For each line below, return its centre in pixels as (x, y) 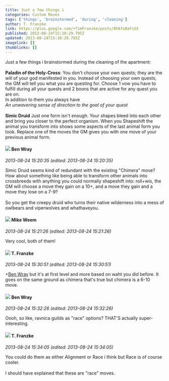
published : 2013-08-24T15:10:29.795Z (45, 33)
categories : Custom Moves (32, 15)
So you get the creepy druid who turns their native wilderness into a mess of (85, 202)
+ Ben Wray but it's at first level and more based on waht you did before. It (82, 274)
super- (146, 318)
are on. (13, 94)
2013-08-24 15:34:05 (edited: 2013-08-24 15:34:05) (59, 347)
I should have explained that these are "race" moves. (60, 373)
